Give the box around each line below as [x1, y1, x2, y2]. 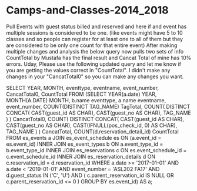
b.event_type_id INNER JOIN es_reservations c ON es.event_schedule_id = [6, 146, 187, 153]
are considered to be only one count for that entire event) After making [6, 42, 178, 49]
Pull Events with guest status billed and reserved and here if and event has [6, 23, 187, 30]
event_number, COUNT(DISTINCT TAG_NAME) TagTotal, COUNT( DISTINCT [6, 103, 191, 110]
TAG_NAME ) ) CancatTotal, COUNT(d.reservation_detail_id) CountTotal [6, 128, 179, 135]
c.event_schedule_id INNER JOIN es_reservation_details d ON [6, 153, 156, 160]
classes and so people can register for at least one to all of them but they [6, 35, 183, 42]
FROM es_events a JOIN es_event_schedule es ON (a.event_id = [6, 134, 162, 141]
